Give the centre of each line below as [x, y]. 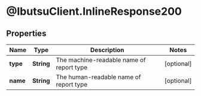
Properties [26, 33]
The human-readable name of [99, 77]
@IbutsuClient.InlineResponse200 [94, 12]
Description [107, 50]
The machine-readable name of [101, 60]
